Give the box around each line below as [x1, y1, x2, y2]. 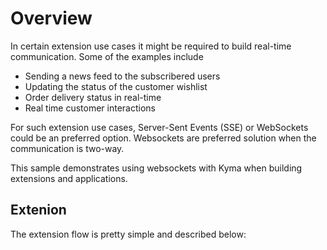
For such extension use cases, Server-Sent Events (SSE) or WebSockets [10, 121, 309, 133]
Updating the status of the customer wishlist [24, 80, 208, 92]
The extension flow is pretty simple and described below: [10, 228, 247, 240]
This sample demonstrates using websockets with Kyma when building [10, 162, 303, 174]
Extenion [10, 202, 67, 219]
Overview [10, 7, 93, 30]
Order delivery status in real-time [24, 91, 162, 103]
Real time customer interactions [24, 102, 156, 114]
